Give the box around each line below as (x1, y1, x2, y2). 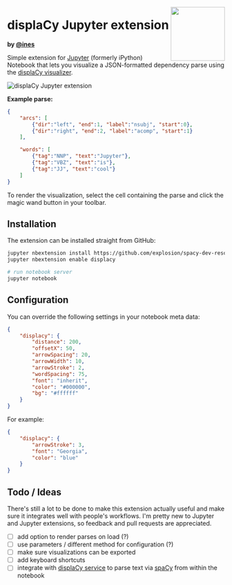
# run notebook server (7, 269, 72, 276)
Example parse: (7, 95, 53, 103)
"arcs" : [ (19, 115, 48, 121)
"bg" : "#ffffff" (32, 390, 79, 397)
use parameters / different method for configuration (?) (17, 540, 174, 548)
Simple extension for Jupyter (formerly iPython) (7, 53, 143, 61)
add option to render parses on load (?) (17, 533, 129, 541)
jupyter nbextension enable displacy (7, 256, 116, 264)
